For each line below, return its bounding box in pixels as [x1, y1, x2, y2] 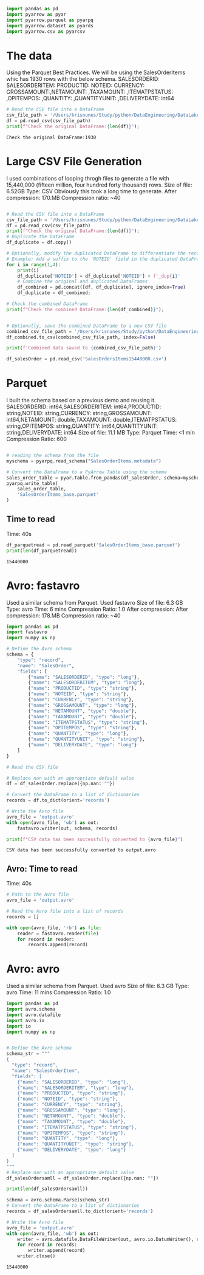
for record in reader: [17, 936, 75, 942]
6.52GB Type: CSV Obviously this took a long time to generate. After [6, 187, 177, 194]
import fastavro [6, 629, 47, 635]
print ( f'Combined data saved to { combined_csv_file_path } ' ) [6, 345, 162, 351]
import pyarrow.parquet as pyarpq [6, 17, 94, 23]
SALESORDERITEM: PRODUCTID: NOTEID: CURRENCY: [6, 82, 144, 89]
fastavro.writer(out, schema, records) [17, 825, 118, 831]
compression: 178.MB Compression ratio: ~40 [6, 611, 121, 619]
